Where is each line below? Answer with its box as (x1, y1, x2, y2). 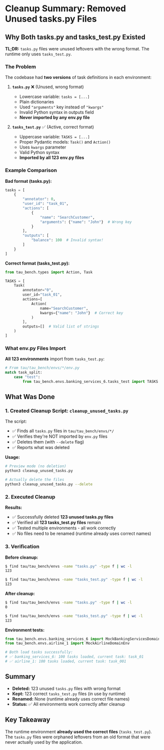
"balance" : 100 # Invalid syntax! (31, 238, 104, 243)
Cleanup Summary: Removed (5, 3, 126, 14)
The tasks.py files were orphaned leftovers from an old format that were (5, 734, 150, 740)
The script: (5, 419, 27, 425)
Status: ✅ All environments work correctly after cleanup (12, 701, 125, 707)
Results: (5, 504, 22, 510)
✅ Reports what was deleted (12, 445, 70, 450)
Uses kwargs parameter (19, 144, 66, 150)
